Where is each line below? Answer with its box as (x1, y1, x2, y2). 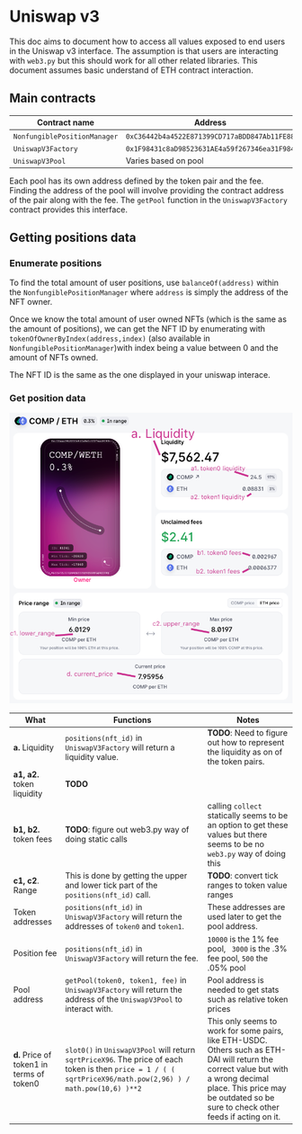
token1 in (13, 1058, 49, 1069)
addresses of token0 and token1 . (65, 921, 184, 932)
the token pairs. (207, 756, 265, 767)
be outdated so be (207, 1093, 275, 1103)
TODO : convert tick (207, 871, 279, 881)
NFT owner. (9, 297, 53, 308)
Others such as (207, 1045, 263, 1056)
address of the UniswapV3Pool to (65, 994, 182, 1005)
